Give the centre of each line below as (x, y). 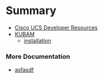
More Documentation (38, 56)
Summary (31, 11)
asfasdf (24, 70)
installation (37, 40)
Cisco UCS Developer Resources (56, 28)
